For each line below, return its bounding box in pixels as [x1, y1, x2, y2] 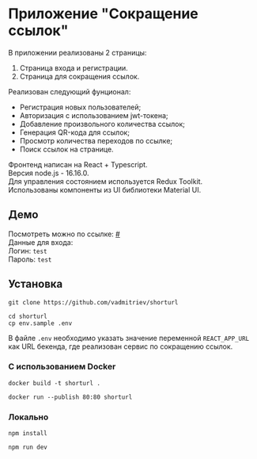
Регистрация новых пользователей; [19, 102, 142, 112]
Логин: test [8, 246, 47, 255]
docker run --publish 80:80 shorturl [8, 393, 133, 401]
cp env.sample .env [8, 319, 73, 327]
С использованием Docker [8, 361, 116, 373]
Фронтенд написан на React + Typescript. [8, 159, 148, 169]
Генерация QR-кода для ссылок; [19, 128, 130, 137]
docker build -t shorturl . [8, 379, 101, 387]
